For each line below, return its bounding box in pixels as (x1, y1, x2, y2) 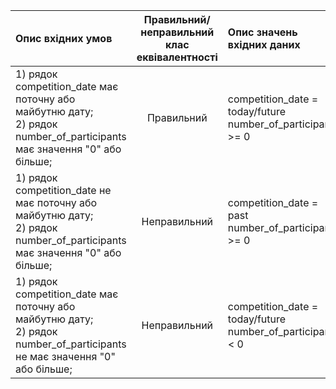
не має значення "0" (15, 350, 116, 363)
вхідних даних (227, 38, 301, 51)
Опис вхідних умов (15, 32, 113, 45)
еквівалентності (136, 50, 218, 64)
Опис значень (227, 25, 298, 39)
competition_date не (15, 184, 112, 197)
